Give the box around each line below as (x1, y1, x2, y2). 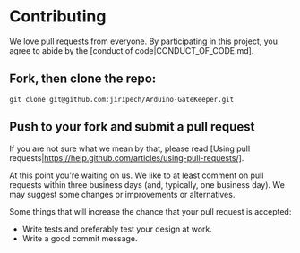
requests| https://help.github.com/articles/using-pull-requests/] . (9, 152, 244, 163)
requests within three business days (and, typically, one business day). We (9, 179, 285, 190)
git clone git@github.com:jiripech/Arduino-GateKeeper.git (9, 95, 235, 104)
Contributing (9, 6, 107, 27)
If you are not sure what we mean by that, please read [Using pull (9, 143, 251, 154)
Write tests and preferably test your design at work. (21, 223, 213, 234)
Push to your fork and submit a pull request (9, 119, 255, 135)
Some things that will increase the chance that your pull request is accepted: (9, 206, 292, 216)
